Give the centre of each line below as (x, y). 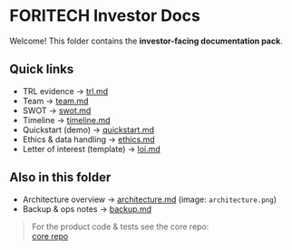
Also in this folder (60, 178)
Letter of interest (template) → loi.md (91, 149)
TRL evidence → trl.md (65, 91)
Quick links (42, 69)
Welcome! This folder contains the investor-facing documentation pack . (146, 41)
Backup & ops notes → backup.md (87, 208)
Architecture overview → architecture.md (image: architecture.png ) (150, 199)
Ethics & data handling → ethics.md (89, 139)
